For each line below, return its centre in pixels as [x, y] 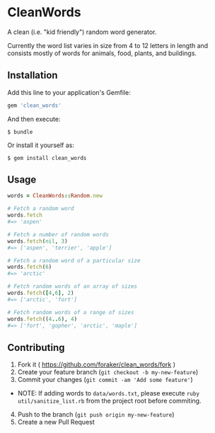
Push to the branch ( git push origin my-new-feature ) [96, 415]
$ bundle [20, 132]
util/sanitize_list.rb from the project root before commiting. [109, 401]
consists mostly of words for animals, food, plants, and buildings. [102, 53]
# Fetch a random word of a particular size [74, 260]
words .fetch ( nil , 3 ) [38, 241]
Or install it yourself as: [41, 145]
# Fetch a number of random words [58, 234]
